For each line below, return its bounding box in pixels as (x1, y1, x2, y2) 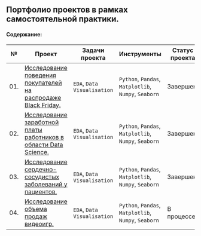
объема (25, 204, 48, 213)
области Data (25, 140, 63, 149)
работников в (25, 133, 64, 141)
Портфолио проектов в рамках (6, 5, 129, 15)
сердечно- (25, 165, 57, 173)
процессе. (167, 212, 197, 220)
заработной (25, 118, 59, 126)
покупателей (25, 78, 62, 87)
